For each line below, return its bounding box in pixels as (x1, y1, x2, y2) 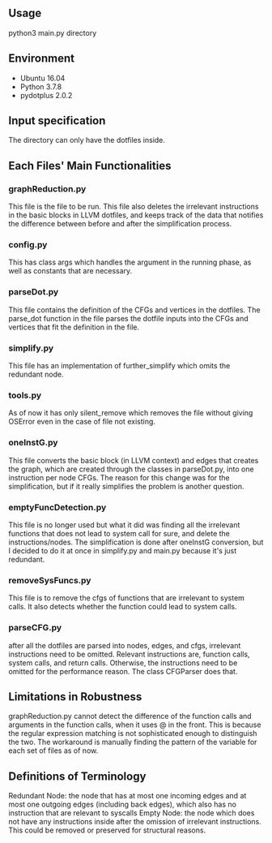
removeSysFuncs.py (8, 574, 91, 586)
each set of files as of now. (8, 746, 99, 755)
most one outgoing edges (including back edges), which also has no (8, 799, 237, 810)
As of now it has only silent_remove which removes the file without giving (8, 408, 253, 418)
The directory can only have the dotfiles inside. (8, 135, 166, 145)
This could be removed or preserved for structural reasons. (8, 825, 206, 835)
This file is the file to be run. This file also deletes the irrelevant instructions (8, 202, 259, 212)
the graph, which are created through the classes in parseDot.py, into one (8, 464, 254, 474)
